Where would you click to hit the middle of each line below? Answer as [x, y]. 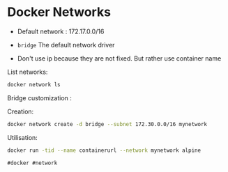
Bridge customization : [39, 97]
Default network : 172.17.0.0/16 [61, 31]
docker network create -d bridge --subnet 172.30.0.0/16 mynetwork [107, 124]
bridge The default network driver [66, 45]
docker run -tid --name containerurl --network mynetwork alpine [104, 150]
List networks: [28, 72]
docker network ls [34, 84]
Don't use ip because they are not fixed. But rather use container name [119, 58]
